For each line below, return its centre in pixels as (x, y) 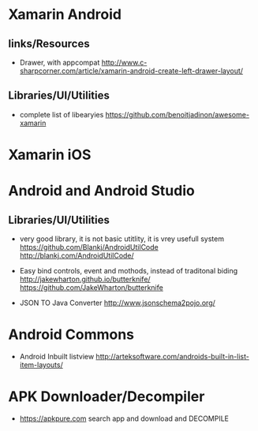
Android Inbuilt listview (57, 356)
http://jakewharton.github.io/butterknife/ (85, 279)
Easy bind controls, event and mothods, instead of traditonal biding (129, 271)
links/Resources (49, 44)
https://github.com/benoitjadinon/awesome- (178, 114)
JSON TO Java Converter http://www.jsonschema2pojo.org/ (117, 303)
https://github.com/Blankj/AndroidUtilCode (89, 247)
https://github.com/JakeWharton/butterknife (91, 288)
